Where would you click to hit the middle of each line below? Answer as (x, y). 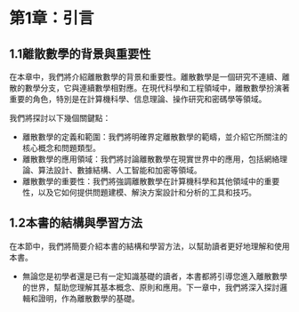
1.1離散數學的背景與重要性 (80, 54)
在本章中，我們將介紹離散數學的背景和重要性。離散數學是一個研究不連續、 (145, 77)
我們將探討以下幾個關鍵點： (60, 118)
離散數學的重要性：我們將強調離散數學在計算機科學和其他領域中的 (143, 181)
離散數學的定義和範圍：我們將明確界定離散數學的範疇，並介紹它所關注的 (154, 137)
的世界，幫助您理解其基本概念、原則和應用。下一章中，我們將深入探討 (151, 287)
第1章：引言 (52, 18)
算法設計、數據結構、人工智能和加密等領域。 (120, 170)
